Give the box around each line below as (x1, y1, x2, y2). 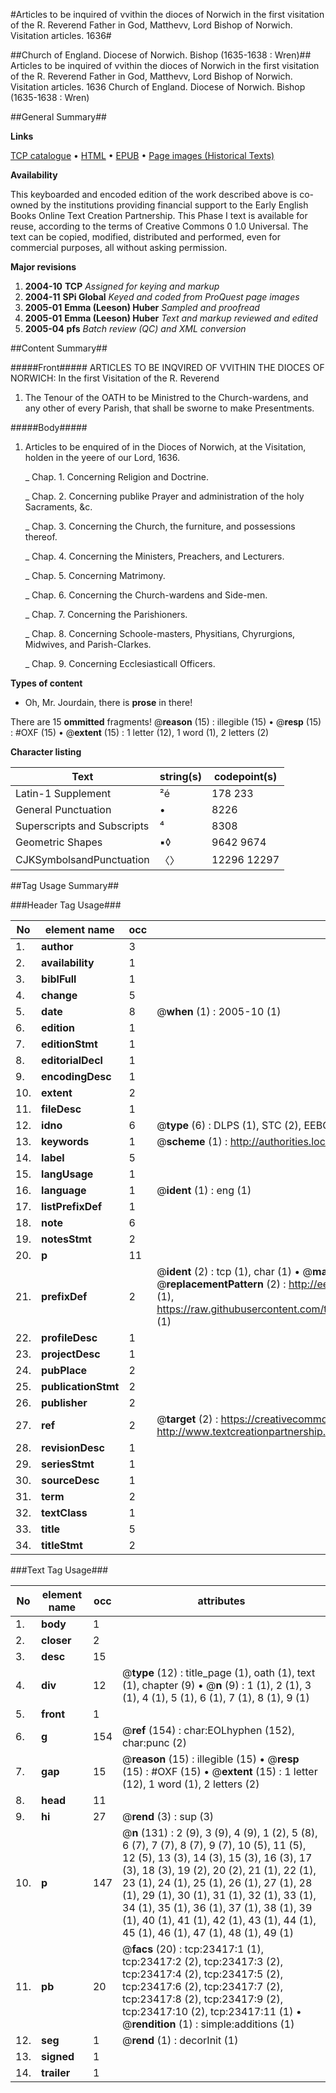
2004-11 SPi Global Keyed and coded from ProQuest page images (24, 291, 300, 303)
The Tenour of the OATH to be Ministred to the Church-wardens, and (24, 392, 309, 403)
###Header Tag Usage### (10, 899, 122, 911)
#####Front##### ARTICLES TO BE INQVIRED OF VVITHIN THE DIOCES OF (10, 362, 325, 373)
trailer (41, 2066, 71, 2079)
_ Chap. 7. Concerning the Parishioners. (24, 609, 188, 620)
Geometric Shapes (15, 835, 103, 849)
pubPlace (41, 1364, 88, 1377)
